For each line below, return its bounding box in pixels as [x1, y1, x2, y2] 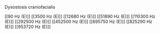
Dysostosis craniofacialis [4, 4, 55, 10]
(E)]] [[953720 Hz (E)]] [4, 24, 51, 30]
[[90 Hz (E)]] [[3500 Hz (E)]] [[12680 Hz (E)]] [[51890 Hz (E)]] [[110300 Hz [4, 14, 156, 19]
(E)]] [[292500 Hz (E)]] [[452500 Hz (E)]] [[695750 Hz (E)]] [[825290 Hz [4, 19, 153, 24]
